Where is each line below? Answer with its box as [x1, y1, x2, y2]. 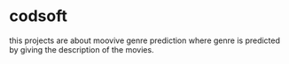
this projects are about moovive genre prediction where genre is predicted [9, 35, 281, 46]
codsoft [9, 6, 68, 26]
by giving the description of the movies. [9, 44, 154, 54]
